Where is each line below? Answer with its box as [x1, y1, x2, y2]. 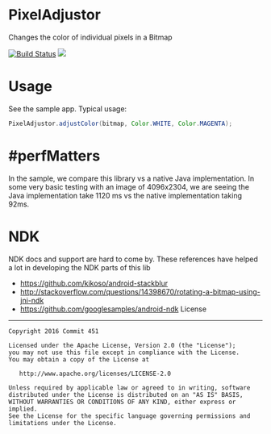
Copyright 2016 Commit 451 [8, 327, 99, 336]
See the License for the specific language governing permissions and [8, 411, 251, 420]
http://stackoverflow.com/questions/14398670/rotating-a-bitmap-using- [19, 286, 261, 296]
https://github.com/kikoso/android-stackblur [19, 278, 169, 288]
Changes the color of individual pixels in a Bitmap [8, 32, 173, 42]
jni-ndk [19, 295, 44, 305]
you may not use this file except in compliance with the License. [8, 348, 240, 357]
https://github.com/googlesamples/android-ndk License [19, 304, 207, 314]
